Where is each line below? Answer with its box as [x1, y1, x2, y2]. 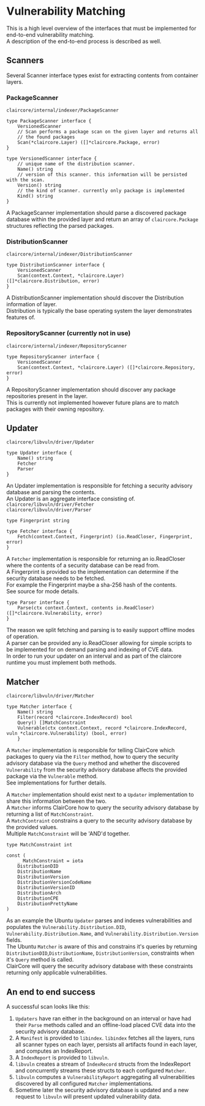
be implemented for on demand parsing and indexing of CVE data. [6, 646, 173, 653]
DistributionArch [17, 890, 62, 897]
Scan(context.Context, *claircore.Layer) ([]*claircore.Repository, [17, 364, 196, 371]
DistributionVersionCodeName [17, 879, 92, 886]
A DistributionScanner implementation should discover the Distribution [6, 294, 184, 301]
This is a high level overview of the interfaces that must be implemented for [6, 24, 197, 32]
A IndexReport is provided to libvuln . [15, 1054, 109, 1061]
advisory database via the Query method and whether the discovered [6, 759, 180, 767]
